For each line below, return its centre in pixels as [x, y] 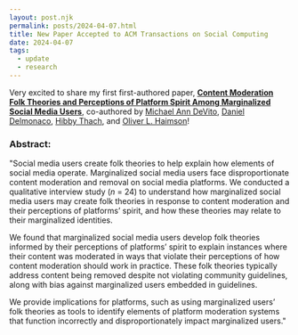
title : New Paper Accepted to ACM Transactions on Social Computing [139, 34]
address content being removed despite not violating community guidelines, [149, 275]
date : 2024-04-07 [41, 42]
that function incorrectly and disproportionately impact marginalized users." [148, 321]
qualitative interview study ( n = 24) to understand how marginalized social [145, 192]
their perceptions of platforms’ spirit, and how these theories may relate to [145, 211]
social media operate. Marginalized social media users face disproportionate [149, 173]
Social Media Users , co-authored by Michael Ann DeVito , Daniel [127, 111]
